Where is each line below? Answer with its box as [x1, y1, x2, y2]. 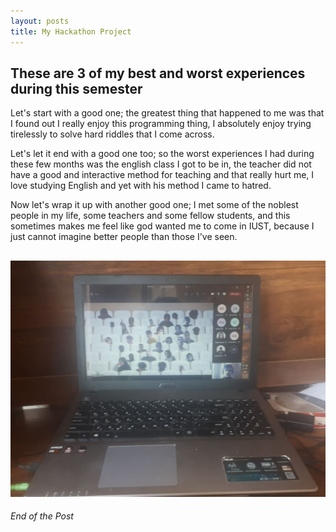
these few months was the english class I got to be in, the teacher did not [10, 158, 312, 170]
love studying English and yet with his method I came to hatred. [10, 180, 272, 192]
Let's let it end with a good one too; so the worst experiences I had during [10, 148, 315, 160]
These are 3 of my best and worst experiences [10, 65, 306, 82]
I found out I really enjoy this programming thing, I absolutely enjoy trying [10, 118, 312, 130]
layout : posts [10, 16, 70, 26]
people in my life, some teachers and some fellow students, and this [10, 210, 291, 222]
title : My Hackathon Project [10, 26, 132, 37]
